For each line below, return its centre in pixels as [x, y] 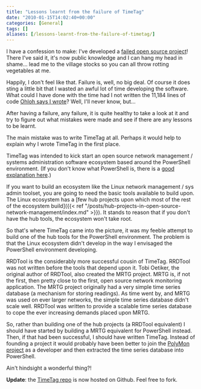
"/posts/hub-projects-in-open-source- [133, 206]
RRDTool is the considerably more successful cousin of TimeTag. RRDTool [98, 261]
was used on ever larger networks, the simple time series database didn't [97, 300]
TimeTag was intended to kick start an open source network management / [100, 156]
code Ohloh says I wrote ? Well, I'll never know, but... [71, 102]
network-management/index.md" [48, 212]
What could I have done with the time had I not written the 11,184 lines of [96, 95]
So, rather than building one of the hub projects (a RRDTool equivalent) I [96, 324]
